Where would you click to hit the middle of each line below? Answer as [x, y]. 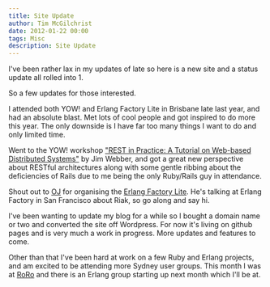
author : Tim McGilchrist [50, 23]
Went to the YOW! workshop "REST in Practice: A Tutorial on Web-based [130, 150]
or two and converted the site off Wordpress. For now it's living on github [131, 225]
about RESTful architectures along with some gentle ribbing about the [125, 167]
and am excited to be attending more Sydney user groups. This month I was [135, 266]
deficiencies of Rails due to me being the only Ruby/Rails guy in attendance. [135, 176]
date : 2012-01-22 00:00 [49, 31]
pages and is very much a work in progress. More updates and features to [132, 233]
